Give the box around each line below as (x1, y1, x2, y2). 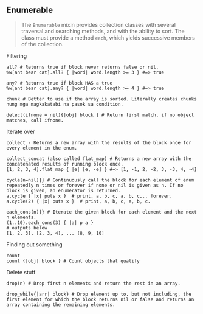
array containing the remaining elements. (6, 301, 115, 308)
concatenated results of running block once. (6, 161, 123, 167)
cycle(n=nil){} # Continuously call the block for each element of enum (6, 176, 194, 183)
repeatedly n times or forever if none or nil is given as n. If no (6, 182, 184, 188)
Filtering (6, 52, 27, 60)
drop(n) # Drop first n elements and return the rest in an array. (6, 280, 181, 287)
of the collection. (21, 40, 64, 47)
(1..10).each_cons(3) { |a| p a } (6, 219, 94, 226)
